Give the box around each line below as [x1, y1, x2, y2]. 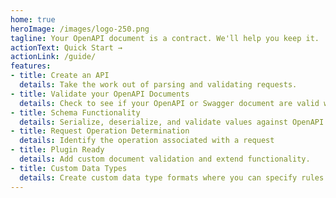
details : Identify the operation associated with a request [19, 136, 275, 146]
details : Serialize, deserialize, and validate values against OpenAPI [19, 117, 325, 127]
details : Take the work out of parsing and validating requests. [19, 80, 298, 90]
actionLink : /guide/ [10, 52, 97, 62]
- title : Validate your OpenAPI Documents [10, 89, 190, 99]
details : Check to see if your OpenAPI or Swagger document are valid [19, 98, 320, 108]
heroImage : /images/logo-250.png [10, 24, 150, 34]
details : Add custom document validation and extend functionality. [19, 154, 311, 164]
